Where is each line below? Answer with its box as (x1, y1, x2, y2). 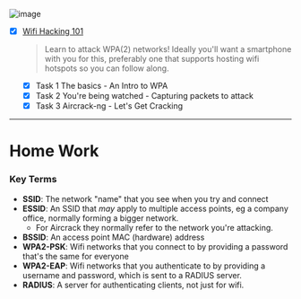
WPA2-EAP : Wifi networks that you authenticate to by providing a (21, 260, 266, 271)
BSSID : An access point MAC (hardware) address (21, 232, 205, 242)
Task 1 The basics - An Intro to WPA (35, 81, 168, 92)
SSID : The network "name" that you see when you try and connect (21, 193, 269, 204)
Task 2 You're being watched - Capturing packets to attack (35, 91, 254, 101)
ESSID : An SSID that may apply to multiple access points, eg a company (21, 203, 289, 214)
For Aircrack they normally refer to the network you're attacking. (35, 222, 273, 233)
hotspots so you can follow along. (44, 63, 169, 74)
